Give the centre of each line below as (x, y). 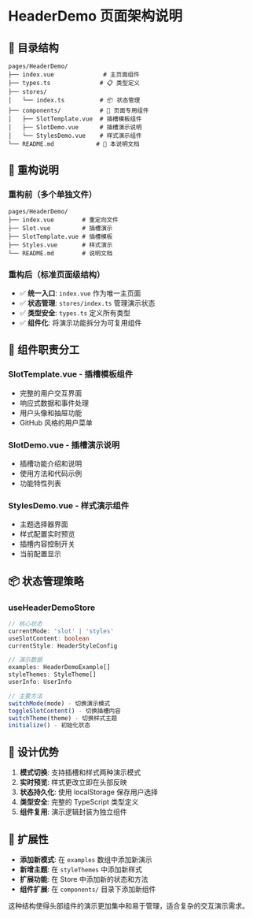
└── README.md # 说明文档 (60, 253)
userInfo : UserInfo (40, 682)
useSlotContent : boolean (49, 638)
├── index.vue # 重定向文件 (64, 220)
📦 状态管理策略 (46, 581)
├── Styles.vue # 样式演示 (60, 245)
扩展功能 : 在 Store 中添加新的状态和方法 (84, 879)
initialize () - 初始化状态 (49, 726)
